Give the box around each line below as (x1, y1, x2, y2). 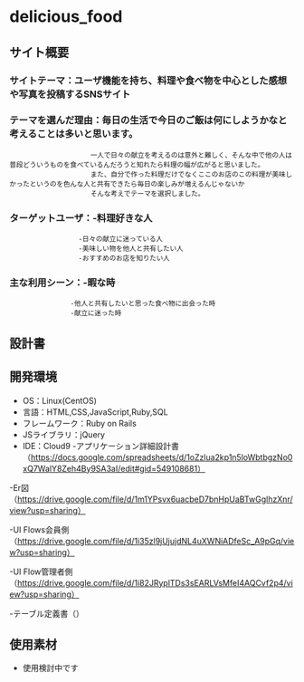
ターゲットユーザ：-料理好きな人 (9, 211, 153, 224)
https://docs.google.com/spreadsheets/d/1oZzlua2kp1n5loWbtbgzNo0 (30, 451, 293, 463)
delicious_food (9, 6, 123, 27)
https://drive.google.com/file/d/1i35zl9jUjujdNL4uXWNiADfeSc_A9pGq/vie (17, 535, 295, 546)
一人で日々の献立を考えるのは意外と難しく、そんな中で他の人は (90, 150, 292, 159)
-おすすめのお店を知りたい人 (78, 254, 170, 264)
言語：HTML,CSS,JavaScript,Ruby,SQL (22, 406, 169, 418)
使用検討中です (22, 663, 79, 674)
